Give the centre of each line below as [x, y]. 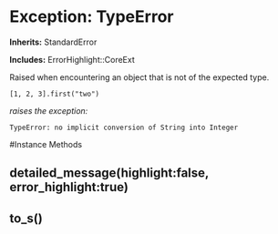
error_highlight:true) [69, 187]
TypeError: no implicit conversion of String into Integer [124, 127]
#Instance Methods [46, 144]
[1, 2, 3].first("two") [55, 94]
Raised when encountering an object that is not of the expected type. [139, 77]
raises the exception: [49, 110]
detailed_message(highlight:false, [109, 173]
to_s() [26, 218]
